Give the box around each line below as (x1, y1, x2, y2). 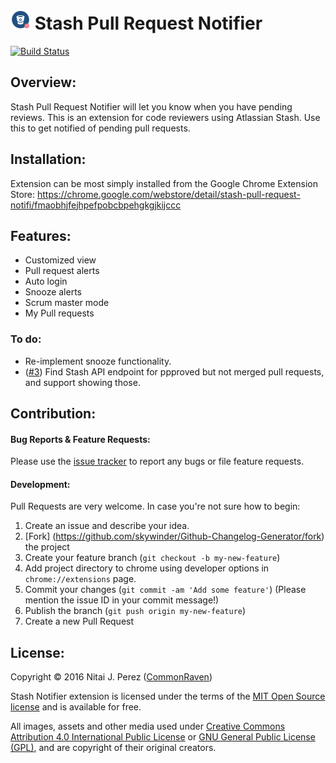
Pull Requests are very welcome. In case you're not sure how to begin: (10, 500, 301, 513)
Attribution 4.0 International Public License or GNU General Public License (10, 731, 316, 743)
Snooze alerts (24, 286, 82, 298)
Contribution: (10, 405, 97, 423)
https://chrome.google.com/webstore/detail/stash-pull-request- (37, 188, 301, 200)
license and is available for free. (10, 701, 142, 713)
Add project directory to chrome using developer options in (24, 562, 270, 574)
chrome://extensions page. (24, 573, 137, 585)
